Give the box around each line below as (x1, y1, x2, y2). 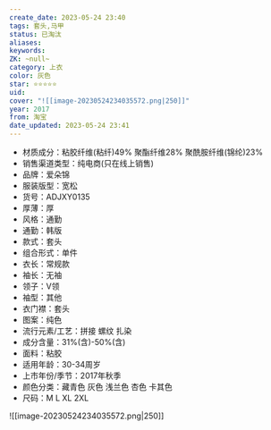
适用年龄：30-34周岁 (21, 359, 101, 369)
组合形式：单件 (21, 248, 78, 257)
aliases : (9, 38, 42, 47)
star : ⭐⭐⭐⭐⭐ (9, 80, 57, 89)
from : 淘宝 (9, 113, 47, 122)
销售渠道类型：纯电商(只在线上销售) (21, 158, 155, 168)
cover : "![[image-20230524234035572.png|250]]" (9, 96, 191, 105)
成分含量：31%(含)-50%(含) (21, 337, 126, 347)
